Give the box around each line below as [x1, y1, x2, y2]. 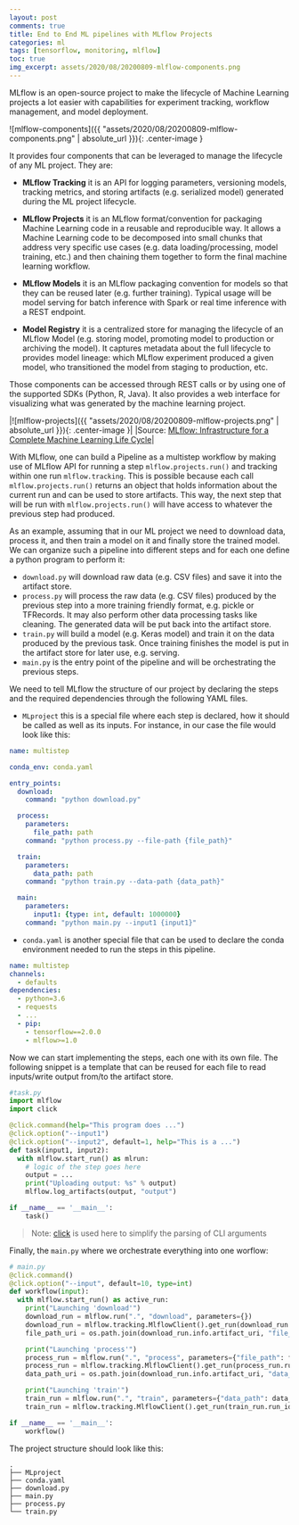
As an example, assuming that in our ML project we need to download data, [9, 526, 287, 536]
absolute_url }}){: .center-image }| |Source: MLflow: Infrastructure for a [9, 425, 270, 435]
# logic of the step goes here [25, 1162, 141, 1172]
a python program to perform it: [9, 554, 125, 565]
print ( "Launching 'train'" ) [25, 1386, 129, 1395]
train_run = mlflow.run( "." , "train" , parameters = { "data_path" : [25, 1394, 269, 1403]
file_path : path [32, 828, 93, 837]
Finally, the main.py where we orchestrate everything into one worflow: [9, 1245, 269, 1256]
